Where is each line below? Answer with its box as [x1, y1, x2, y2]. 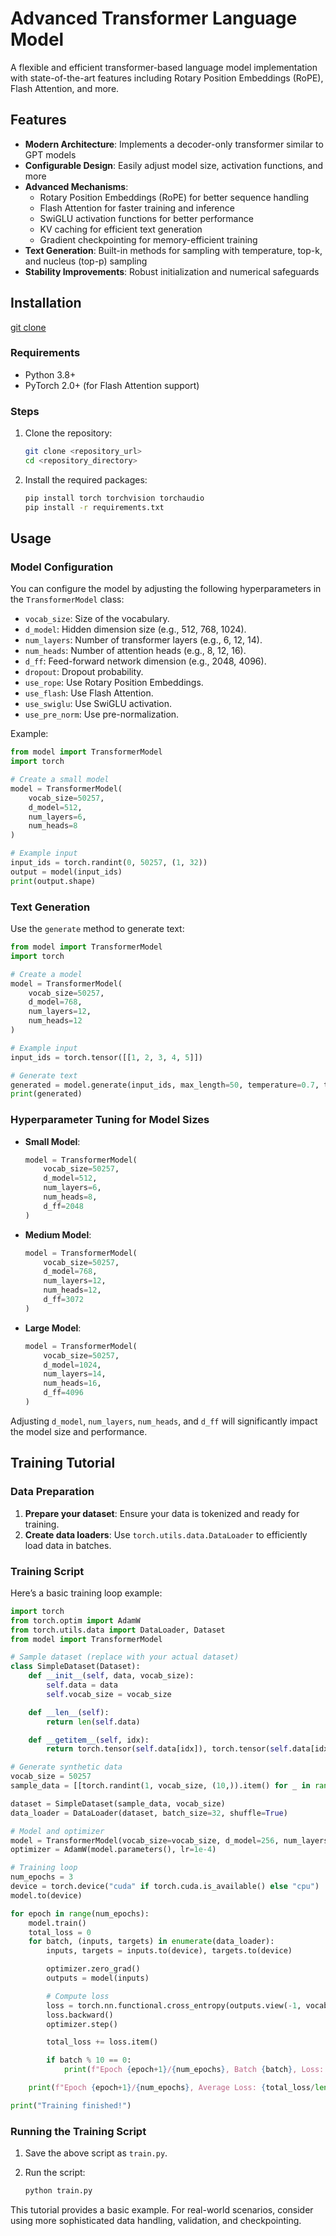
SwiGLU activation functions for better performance [39, 212, 254, 224]
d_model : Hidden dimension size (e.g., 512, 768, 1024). [24, 623, 247, 636]
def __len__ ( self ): [28, 1707, 110, 1717]
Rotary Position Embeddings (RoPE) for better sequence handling [39, 191, 310, 203]
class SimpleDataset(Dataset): [10, 1662, 141, 1672]
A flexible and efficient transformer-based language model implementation [10, 61, 318, 73]
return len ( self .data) [46, 1717, 141, 1727]
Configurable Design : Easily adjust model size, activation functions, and [24, 159, 324, 171]
